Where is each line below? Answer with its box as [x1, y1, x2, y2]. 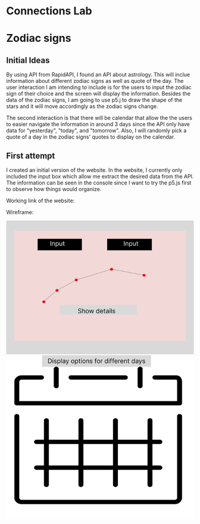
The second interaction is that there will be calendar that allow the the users [6, 115, 192, 122]
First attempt [6, 150, 55, 161]
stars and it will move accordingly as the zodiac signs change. [6, 103, 159, 110]
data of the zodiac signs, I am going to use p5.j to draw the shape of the [6, 97, 183, 104]
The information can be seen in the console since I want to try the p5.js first [6, 179, 192, 186]
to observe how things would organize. [6, 186, 102, 192]
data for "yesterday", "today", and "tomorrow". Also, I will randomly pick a [6, 127, 187, 134]
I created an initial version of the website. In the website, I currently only [6, 167, 183, 174]
